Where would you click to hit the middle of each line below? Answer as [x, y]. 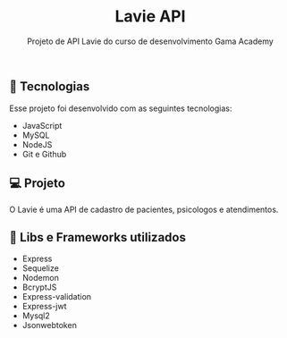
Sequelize [41, 268]
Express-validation [57, 297]
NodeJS [37, 144]
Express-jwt [44, 307]
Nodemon [41, 278]
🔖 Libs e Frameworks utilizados [97, 237]
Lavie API [150, 17]
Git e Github [44, 154]
